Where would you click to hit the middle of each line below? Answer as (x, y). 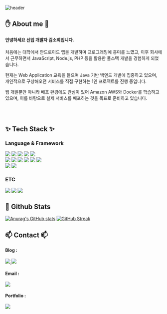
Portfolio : (16, 296)
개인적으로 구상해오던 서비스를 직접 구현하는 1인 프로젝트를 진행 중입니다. (76, 81)
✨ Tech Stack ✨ (30, 129)
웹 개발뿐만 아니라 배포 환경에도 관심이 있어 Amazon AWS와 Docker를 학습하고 (82, 92)
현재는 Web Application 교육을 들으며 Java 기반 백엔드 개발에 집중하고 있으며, (81, 75)
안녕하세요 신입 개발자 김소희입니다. (40, 39)
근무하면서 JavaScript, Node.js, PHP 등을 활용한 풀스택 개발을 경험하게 (80, 58)
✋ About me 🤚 (27, 24)
